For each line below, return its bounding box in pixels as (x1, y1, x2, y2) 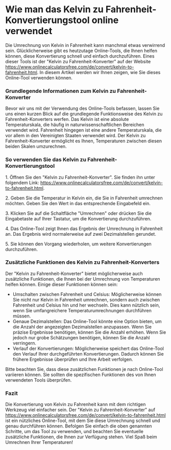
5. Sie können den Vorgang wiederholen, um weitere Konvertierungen (5, 241, 152, 247)
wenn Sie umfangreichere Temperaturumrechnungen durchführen (12, 307, 152, 313)
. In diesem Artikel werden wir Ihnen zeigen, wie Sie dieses (37, 69, 161, 75)
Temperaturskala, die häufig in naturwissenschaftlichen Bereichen (5, 121, 144, 128)
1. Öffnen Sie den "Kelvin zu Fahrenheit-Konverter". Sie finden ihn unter (5, 174, 156, 180)
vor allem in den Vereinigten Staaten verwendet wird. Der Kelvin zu (5, 133, 146, 139)
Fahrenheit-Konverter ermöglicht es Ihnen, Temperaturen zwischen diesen (5, 138, 162, 144)
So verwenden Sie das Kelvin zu (5, 156, 87, 163)
